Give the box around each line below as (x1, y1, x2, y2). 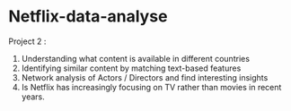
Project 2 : (8, 36, 47, 47)
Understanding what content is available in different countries (21, 53, 251, 64)
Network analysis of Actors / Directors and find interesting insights (21, 72, 269, 82)
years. (21, 91, 46, 102)
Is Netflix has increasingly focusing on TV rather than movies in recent (21, 81, 282, 92)
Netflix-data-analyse (8, 6, 168, 27)
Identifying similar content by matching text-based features (21, 63, 242, 73)
